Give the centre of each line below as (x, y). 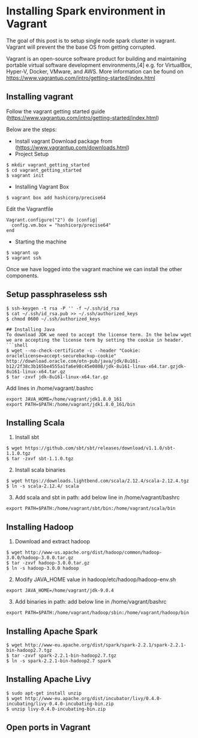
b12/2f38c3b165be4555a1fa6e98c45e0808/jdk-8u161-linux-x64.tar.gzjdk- (96, 366)
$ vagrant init (25, 175)
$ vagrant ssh (24, 258)
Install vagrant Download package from (64, 141)
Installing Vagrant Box (42, 186)
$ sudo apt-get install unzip (44, 693)
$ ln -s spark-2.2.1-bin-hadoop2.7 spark (59, 661)
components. (22, 275)
